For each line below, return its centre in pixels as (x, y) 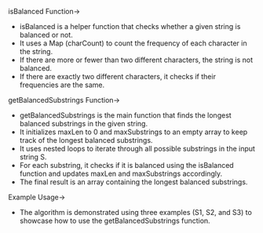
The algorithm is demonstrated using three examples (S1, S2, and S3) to (136, 212)
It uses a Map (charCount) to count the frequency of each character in (133, 43)
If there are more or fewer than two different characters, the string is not (136, 60)
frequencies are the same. (62, 85)
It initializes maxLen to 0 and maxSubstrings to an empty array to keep (133, 132)
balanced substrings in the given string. (83, 124)
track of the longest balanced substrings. (86, 140)
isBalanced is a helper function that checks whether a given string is (130, 26)
